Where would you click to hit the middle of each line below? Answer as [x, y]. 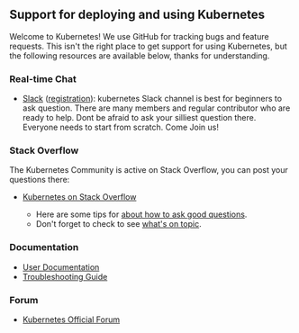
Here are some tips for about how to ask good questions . [141, 214]
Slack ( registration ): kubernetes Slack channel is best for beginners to [152, 99]
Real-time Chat [43, 78]
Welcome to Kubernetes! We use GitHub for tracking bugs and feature [139, 36]
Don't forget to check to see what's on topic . [118, 224]
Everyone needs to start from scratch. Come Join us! [120, 127]
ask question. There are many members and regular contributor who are [156, 108]
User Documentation [61, 267]
